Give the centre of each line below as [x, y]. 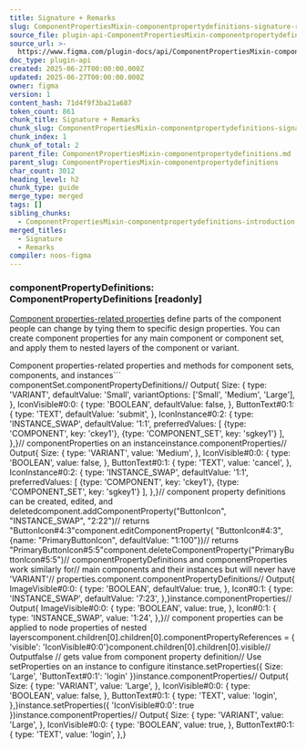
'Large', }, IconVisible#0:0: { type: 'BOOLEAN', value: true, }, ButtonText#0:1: [152, 725]
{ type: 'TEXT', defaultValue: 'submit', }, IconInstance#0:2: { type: [132, 414]
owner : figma [34, 86]
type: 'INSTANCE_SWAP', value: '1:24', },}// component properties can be [147, 618]
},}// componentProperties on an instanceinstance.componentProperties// [148, 443]
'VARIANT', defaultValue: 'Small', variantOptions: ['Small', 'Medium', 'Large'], [153, 395]
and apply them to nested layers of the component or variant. [124, 348]
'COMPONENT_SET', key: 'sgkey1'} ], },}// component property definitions [148, 492]
